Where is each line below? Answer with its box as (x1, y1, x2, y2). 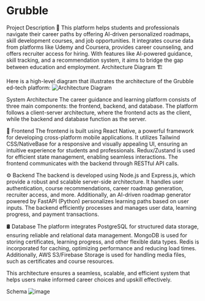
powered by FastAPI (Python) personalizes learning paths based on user (6, 197, 189, 205)
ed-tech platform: (6, 84, 51, 91)
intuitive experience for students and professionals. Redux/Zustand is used (6, 146, 195, 154)
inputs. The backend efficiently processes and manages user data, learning (6, 204, 197, 211)
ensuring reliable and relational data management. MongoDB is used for (6, 231, 188, 239)
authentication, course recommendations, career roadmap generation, (6, 184, 184, 191)
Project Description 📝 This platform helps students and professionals (6, 24, 179, 31)
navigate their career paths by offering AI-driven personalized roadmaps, (6, 30, 191, 37)
